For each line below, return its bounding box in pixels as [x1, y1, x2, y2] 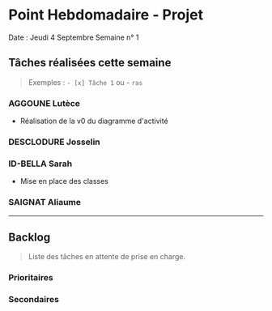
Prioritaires [8, 272, 54, 283]
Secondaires [8, 294, 59, 305]
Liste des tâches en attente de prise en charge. [28, 252, 186, 262]
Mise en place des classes [19, 177, 109, 186]
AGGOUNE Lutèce [8, 97, 81, 109]
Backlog [8, 230, 51, 244]
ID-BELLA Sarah [8, 158, 73, 169]
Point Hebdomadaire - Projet [8, 6, 204, 24]
